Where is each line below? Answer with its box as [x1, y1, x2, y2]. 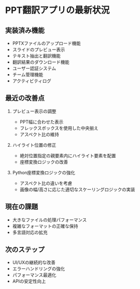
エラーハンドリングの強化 [12, 266, 65, 272]
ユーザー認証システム [12, 66, 56, 71]
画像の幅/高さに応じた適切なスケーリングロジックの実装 [19, 186, 136, 192]
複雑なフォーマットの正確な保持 [12, 223, 78, 229]
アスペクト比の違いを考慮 [19, 180, 72, 186]
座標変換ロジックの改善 [19, 159, 68, 165]
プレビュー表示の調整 [12, 108, 56, 114]
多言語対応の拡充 [12, 229, 48, 235]
